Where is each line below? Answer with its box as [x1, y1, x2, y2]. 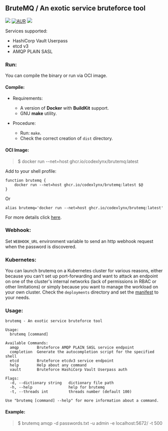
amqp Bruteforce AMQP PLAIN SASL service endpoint [10, 345, 135, 350]
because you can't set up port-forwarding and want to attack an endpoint [5, 273, 158, 279]
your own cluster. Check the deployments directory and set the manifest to [5, 289, 159, 295]
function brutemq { [5, 178, 46, 183]
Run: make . [20, 130, 41, 136]
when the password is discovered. [5, 244, 77, 250]
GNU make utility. [20, 111, 57, 117]
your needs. [5, 295, 30, 301]
